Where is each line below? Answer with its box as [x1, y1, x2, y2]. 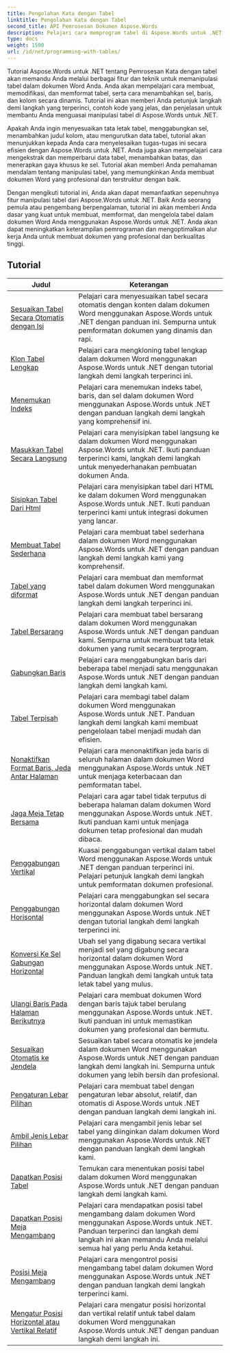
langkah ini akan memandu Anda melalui [78, 1234, 208, 1244]
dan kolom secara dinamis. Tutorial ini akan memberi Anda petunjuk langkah [7, 96, 222, 104]
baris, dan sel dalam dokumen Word [78, 390, 194, 400]
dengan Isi [10, 321, 44, 331]
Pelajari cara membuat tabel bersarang [78, 609, 203, 619]
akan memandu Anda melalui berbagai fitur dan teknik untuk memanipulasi [7, 74, 218, 82]
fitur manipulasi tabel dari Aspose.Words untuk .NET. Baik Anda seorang [7, 196, 211, 204]
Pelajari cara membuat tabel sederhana [78, 527, 205, 537]
